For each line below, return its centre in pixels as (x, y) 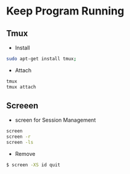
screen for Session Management (55, 120)
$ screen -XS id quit (33, 165)
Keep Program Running (65, 11)
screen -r (19, 137)
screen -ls (20, 143)
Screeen (22, 106)
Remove (25, 154)
